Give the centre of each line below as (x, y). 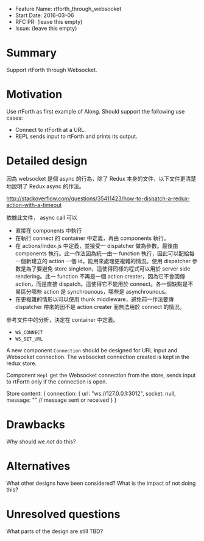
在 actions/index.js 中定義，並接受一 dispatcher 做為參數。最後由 (97, 245)
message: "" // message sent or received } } (62, 400)
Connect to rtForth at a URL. (51, 129)
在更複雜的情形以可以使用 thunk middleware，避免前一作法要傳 (94, 299)
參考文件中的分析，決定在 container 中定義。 (62, 319)
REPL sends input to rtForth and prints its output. (76, 136)
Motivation (34, 95)
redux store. (22, 363)
